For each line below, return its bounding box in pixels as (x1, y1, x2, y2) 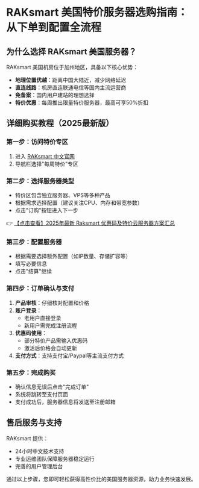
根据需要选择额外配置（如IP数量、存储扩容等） (14, 252, 131, 260)
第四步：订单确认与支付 (6, 284, 74, 293)
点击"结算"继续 (14, 267, 52, 275)
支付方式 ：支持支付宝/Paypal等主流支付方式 (14, 352, 124, 359)
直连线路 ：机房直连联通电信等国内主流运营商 (14, 84, 127, 91)
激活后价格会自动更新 (24, 344, 77, 351)
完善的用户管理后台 (14, 462, 63, 470)
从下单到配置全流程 (6, 20, 102, 34)
